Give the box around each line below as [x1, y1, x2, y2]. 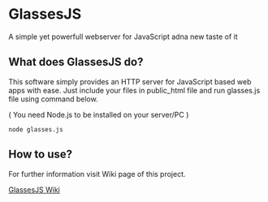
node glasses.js [8, 125, 63, 134]
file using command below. [8, 94, 99, 104]
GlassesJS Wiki [8, 184, 61, 195]
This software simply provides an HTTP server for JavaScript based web [8, 76, 252, 86]
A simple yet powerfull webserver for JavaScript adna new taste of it [8, 32, 238, 41]
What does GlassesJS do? [8, 55, 144, 69]
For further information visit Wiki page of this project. [8, 169, 186, 178]
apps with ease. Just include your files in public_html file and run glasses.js [8, 85, 261, 95]
